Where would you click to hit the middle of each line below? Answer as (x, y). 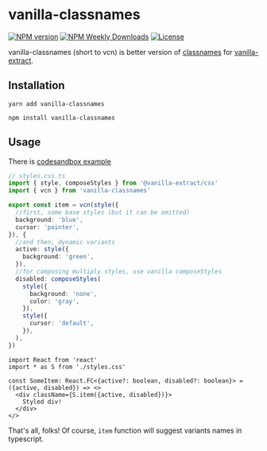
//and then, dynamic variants (65, 242)
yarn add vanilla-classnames (56, 104)
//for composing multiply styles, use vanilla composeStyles (119, 272)
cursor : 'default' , (61, 324)
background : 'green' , (58, 257)
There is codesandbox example (60, 161)
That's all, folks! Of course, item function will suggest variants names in (125, 430)
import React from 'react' (53, 360)
